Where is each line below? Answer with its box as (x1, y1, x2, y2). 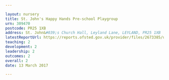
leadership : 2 (5, 48, 35, 54)
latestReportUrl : (5, 35, 42, 40)
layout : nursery (5, 11, 39, 16)
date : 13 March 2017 (5, 63, 49, 68)
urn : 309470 (5, 21, 30, 26)
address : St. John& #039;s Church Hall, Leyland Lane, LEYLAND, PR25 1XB (5, 30, 161, 35)
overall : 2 (5, 58, 28, 63)
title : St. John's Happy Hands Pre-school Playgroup (5, 16, 118, 21)
